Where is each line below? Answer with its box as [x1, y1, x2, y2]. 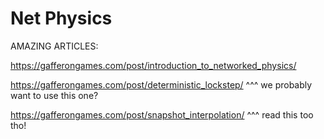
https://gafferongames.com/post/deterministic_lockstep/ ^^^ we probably [10, 78, 313, 91]
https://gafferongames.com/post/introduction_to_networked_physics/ [10, 59, 297, 71]
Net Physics [10, 7, 113, 30]
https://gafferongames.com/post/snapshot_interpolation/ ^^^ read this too [10, 108, 314, 121]
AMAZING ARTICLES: [10, 40, 99, 52]
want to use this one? [10, 89, 99, 101]
